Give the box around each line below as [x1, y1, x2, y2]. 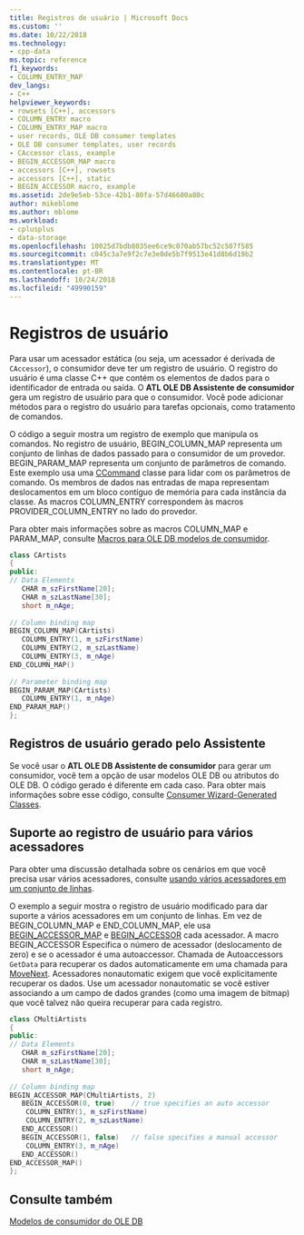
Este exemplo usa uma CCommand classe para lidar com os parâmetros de [9, 467, 290, 478]
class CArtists [9, 551, 67, 560]
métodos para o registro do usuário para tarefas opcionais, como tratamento [9, 401, 296, 412]
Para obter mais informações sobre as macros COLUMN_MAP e [9, 523, 249, 534]
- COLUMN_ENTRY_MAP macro [9, 124, 107, 133]
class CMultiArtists [9, 1014, 88, 1023]
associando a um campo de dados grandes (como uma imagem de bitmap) [9, 987, 290, 998]
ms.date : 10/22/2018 [9, 30, 88, 39]
